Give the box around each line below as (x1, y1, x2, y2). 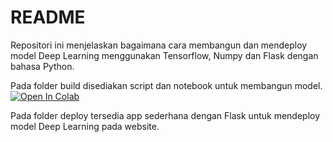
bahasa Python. (10, 60, 75, 72)
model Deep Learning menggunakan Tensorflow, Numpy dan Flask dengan (10, 49, 319, 61)
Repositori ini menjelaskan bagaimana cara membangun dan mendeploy (10, 39, 308, 51)
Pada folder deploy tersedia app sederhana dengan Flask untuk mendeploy (10, 109, 321, 121)
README (10, 6, 86, 29)
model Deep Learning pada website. (10, 120, 160, 132)
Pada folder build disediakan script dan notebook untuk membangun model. (10, 79, 323, 91)
